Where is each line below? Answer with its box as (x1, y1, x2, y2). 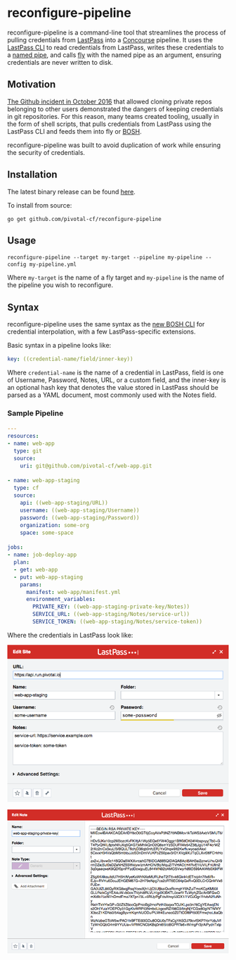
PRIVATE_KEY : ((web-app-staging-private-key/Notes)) (32, 603, 190, 610)
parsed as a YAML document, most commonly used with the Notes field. (7, 391, 216, 399)
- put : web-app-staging (13, 574, 83, 581)
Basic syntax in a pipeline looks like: (7, 341, 112, 350)
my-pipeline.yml (29, 261, 77, 268)
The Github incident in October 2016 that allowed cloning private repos (7, 97, 212, 106)
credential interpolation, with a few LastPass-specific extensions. (7, 327, 196, 336)
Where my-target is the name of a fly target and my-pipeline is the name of (7, 273, 225, 282)
